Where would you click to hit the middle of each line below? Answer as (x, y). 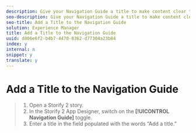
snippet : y (19, 55)
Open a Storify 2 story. (56, 105)
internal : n (20, 50)
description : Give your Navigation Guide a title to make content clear (96, 11)
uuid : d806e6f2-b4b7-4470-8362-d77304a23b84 (61, 38)
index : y (17, 44)
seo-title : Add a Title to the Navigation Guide (66, 22)
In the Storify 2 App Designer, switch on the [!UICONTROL (99, 111)
